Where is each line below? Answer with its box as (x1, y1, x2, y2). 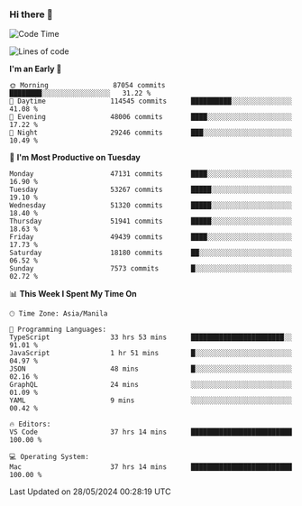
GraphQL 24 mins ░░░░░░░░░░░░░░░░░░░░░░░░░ (9, 381, 293, 390)
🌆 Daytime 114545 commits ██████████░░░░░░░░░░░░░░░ (9, 97, 293, 106)
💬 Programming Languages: (9, 325, 106, 335)
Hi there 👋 (9, 8, 54, 21)
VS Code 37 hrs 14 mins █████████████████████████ (9, 428, 293, 437)
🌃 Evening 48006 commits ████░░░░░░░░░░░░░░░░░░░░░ (9, 113, 293, 122)
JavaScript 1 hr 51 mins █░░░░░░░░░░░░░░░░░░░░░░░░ (9, 349, 293, 358)
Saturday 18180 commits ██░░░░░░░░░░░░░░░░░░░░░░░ (9, 248, 293, 258)
